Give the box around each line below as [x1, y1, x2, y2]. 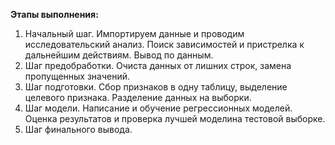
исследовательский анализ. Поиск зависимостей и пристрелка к [24, 39, 305, 50]
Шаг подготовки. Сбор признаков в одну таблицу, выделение [24, 81, 288, 93]
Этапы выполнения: [10, 9, 99, 20]
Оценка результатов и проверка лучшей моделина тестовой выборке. [24, 113, 326, 124]
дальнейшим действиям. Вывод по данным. [24, 49, 214, 61]
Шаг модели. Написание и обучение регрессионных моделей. [24, 102, 293, 114]
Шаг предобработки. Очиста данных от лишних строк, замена [24, 60, 292, 71]
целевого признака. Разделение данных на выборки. [24, 92, 252, 103]
